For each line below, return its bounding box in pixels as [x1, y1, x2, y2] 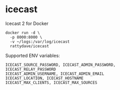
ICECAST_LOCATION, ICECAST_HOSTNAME [5, 75, 84, 81]
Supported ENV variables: [5, 52, 60, 58]
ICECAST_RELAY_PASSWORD [5, 67, 56, 72]
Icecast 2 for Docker [5, 20, 49, 26]
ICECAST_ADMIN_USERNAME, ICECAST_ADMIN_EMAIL [5, 71, 104, 76]
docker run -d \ [5, 30, 40, 35]
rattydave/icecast [10, 43, 50, 49]
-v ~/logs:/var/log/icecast [10, 39, 70, 44]
